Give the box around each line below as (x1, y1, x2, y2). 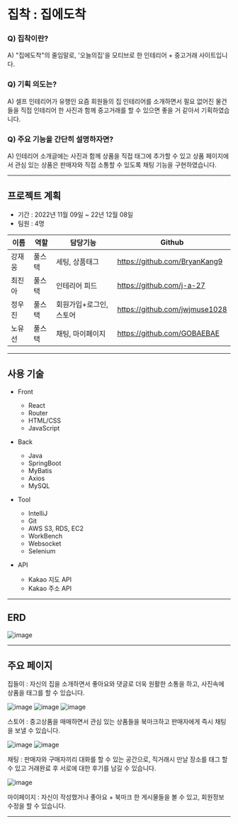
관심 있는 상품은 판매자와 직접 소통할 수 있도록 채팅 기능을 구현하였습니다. (14, 161, 217, 169)
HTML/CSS (28, 416, 62, 425)
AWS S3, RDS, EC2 (28, 524, 84, 533)
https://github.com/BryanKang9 (116, 256, 223, 266)
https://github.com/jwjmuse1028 (116, 304, 227, 314)
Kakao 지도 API (28, 575, 72, 583)
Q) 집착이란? (7, 33, 49, 43)
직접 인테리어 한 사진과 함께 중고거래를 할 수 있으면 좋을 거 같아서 (20, 106, 200, 114)
